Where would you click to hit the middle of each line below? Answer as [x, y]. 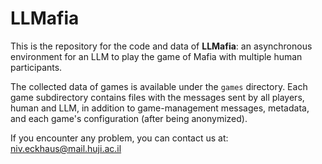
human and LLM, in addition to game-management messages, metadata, [160, 108]
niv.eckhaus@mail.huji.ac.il [66, 148]
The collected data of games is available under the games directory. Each [159, 86]
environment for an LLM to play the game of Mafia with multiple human [156, 56]
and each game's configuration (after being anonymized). [129, 118]
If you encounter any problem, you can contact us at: [119, 138]
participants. [36, 67]
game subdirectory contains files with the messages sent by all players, [157, 97]
